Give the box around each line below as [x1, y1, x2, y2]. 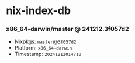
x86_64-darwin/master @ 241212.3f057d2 [6, 25, 129, 33]
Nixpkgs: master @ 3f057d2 [14, 38, 77, 45]
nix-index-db [6, 4, 71, 17]
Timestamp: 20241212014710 [14, 51, 82, 58]
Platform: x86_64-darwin [14, 44, 72, 51]
